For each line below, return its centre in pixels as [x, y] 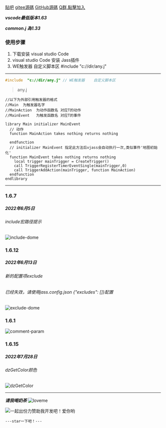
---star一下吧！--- [24, 421]
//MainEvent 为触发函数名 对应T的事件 [43, 116]
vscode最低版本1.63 [26, 18]
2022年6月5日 [20, 208]
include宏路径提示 [23, 222]
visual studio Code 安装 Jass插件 [46, 60]
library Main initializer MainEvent [43, 124]
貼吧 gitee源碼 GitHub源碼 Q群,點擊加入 [45, 7]
